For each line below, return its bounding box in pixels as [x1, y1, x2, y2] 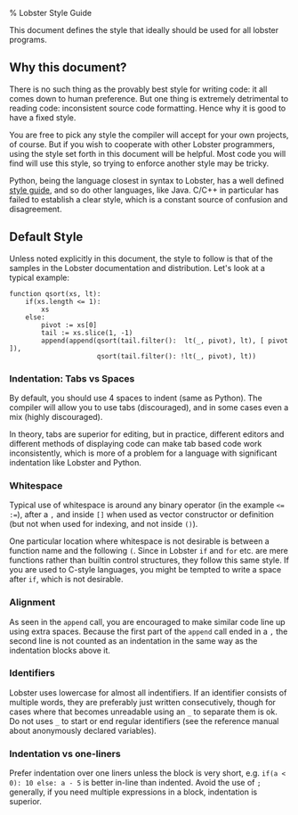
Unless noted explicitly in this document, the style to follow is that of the [9, 253, 273, 264]
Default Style [9, 229, 84, 244]
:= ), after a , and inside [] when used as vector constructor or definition [9, 509, 274, 520]
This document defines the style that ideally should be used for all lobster [9, 25, 279, 35]
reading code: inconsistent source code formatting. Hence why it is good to [9, 103, 286, 113]
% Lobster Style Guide [9, 8, 92, 18]
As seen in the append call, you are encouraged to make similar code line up [9, 616, 286, 627]
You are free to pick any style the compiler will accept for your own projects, [9, 129, 289, 140]
